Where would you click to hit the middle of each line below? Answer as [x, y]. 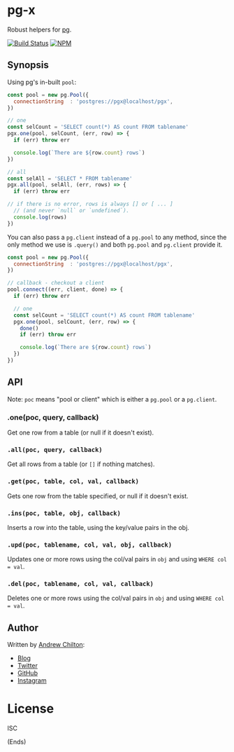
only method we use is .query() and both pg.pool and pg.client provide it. [115, 245]
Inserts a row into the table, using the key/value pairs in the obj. [98, 527]
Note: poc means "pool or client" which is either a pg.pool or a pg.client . [112, 399]
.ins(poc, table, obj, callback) [64, 513]
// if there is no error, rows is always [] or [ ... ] [90, 204]
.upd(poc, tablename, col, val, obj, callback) [90, 545]
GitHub [28, 673]
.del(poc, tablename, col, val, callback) [80, 584]
